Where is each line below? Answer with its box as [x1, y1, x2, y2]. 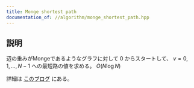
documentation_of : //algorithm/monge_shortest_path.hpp [6, 14, 149, 20]
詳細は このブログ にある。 [6, 75, 73, 83]
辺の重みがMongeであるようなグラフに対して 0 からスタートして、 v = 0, [6, 55, 189, 62]
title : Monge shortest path [6, 8, 77, 15]
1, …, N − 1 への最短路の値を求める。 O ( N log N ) [6, 62, 121, 69]
